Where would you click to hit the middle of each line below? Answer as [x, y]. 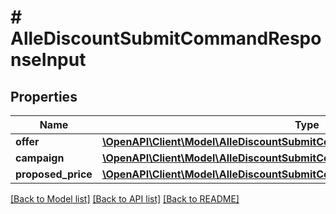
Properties [44, 96]
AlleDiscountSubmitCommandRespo [166, 38]
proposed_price [54, 174]
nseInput [48, 60]
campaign [40, 158]
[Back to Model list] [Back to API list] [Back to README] [125, 199]
